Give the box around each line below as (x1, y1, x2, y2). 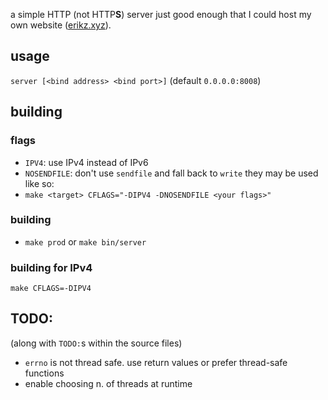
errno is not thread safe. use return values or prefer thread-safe (24, 356, 288, 368)
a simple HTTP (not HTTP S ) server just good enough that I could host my (10, 9, 312, 20)
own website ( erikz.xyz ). (10, 19, 112, 31)
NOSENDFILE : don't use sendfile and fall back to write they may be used (24, 167, 319, 179)
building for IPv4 (10, 260, 93, 274)
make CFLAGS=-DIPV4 (10, 284, 92, 294)
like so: (24, 177, 55, 189)
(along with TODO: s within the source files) (10, 337, 183, 349)
